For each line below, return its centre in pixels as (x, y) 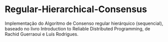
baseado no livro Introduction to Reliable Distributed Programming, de (77, 28)
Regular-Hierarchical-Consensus (76, 9)
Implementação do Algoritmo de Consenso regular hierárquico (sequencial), (84, 23)
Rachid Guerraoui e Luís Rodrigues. (42, 34)
